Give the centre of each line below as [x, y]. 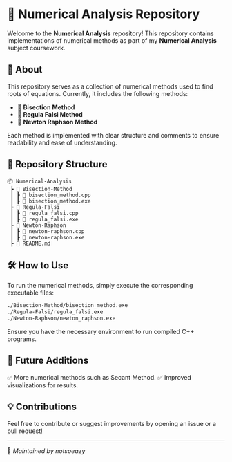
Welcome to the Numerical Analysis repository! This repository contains [110, 33]
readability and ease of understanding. [62, 142]
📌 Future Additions [48, 361]
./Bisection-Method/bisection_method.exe [68, 306]
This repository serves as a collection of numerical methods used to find [110, 86]
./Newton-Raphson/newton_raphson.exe [61, 318]
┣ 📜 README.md [30, 243]
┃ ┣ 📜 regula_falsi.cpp [44, 213]
